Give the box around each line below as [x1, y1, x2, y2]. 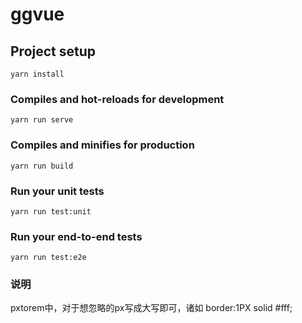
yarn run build [10, 161, 74, 171]
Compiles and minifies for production [10, 138, 195, 152]
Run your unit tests [10, 184, 105, 198]
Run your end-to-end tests [10, 229, 143, 243]
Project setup [10, 43, 97, 60]
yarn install [10, 69, 65, 79]
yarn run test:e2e [10, 253, 87, 263]
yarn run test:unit [10, 206, 92, 217]
